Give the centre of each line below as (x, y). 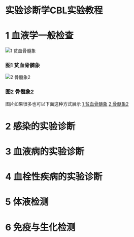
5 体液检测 (27, 202)
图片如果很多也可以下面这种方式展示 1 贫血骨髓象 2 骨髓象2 (67, 104)
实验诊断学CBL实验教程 (54, 10)
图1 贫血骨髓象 (23, 65)
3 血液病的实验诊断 (45, 152)
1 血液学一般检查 (39, 36)
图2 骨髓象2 (20, 92)
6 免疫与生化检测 (40, 227)
